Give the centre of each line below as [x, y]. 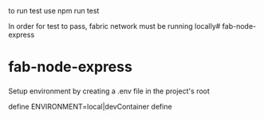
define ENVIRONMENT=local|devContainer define [91, 107]
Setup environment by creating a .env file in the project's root [109, 91]
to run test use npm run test [54, 11]
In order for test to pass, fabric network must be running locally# [114, 26]
